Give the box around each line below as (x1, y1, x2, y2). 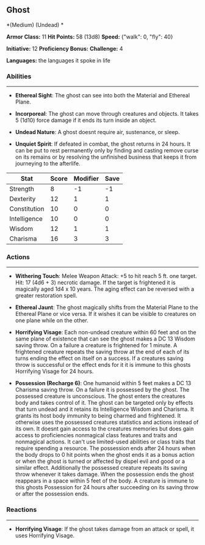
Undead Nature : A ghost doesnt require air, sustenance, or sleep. (15, 129, 180, 136)
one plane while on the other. (15, 317, 88, 324)
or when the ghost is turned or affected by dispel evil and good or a (15, 457, 185, 465)
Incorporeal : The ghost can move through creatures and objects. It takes (15, 110, 199, 118)
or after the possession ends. (15, 490, 89, 498)
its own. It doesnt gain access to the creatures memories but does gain (15, 425, 194, 432)
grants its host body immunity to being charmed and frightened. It (15, 412, 181, 419)
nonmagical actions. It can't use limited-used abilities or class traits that (15, 438, 196, 446)
